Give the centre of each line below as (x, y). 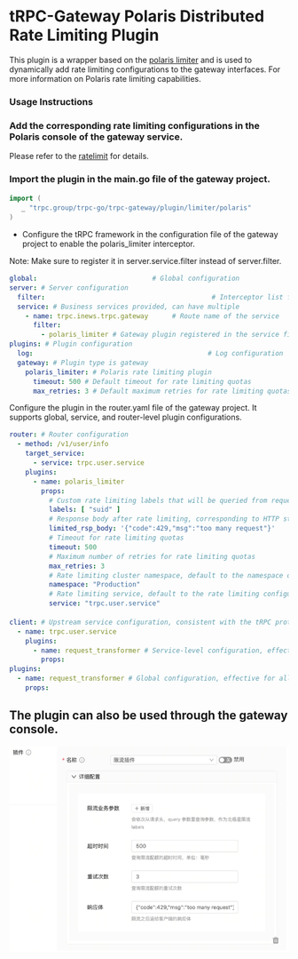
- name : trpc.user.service (67, 631)
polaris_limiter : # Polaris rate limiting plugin (119, 372)
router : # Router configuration (69, 435)
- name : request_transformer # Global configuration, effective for (146, 679)
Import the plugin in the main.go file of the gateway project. (140, 180)
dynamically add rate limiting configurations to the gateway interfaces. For (145, 69)
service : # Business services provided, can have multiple (129, 307)
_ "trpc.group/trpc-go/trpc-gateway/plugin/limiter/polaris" (136, 208)
